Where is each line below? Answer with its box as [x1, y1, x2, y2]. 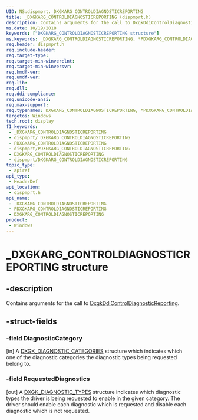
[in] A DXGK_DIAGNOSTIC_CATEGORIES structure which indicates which [6, 347, 183, 355]
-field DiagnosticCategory [6, 334, 82, 343]
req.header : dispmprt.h [6, 42, 65, 48]
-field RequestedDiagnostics [6, 375, 90, 383]
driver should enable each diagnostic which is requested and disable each [6, 401, 187, 408]
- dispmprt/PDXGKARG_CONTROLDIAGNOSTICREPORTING [8, 146, 131, 152]
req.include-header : [6, 47, 57, 53]
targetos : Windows [6, 113, 51, 119]
